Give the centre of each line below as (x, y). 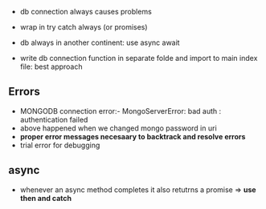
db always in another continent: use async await (100, 42)
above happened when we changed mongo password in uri (118, 128)
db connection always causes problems (86, 12)
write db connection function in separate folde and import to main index (139, 58)
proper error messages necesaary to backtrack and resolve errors (133, 136)
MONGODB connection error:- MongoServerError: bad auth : (121, 111)
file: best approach (51, 66)
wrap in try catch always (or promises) (84, 27)
